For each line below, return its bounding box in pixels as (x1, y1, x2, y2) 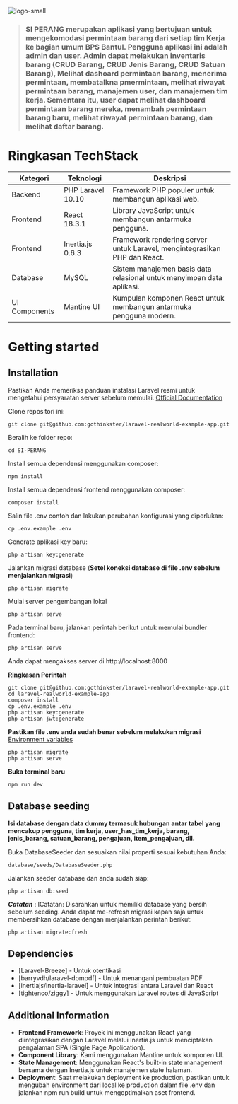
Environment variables (8, 735, 73, 743)
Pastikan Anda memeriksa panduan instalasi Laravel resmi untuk (8, 385, 196, 394)
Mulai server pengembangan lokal (8, 597, 107, 605)
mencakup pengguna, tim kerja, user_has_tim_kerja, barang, (8, 826, 190, 835)
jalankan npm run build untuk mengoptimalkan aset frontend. (18, 1088, 196, 1097)
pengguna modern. (112, 310, 176, 320)
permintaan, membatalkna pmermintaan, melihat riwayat (25, 77, 225, 87)
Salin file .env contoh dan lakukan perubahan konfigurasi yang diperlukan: (8, 511, 224, 520)
